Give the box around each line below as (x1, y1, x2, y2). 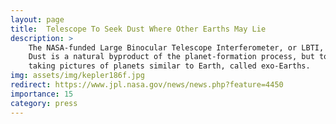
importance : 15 (10, 89, 74, 99)
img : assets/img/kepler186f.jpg (10, 71, 145, 81)
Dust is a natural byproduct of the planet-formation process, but (28, 52, 315, 62)
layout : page (10, 14, 65, 25)
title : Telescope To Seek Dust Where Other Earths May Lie (10, 24, 267, 34)
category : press (10, 98, 78, 108)
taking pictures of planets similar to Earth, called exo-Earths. (28, 61, 311, 71)
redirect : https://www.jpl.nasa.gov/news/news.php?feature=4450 (10, 80, 284, 90)
